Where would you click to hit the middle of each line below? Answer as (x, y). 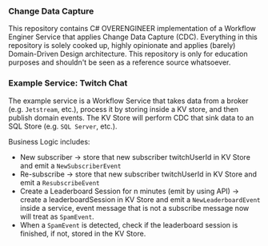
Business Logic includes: (49, 141)
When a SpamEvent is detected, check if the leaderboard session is (129, 224)
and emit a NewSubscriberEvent (70, 165)
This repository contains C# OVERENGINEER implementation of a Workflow (132, 29)
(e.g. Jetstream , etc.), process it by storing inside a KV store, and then (123, 109)
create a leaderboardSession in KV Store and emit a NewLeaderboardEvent (140, 199)
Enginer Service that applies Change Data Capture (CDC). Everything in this (133, 37)
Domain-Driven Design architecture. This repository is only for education (128, 54)
